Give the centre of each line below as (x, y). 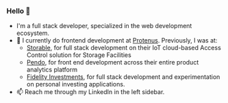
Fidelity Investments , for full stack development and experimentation (123, 77)
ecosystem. (33, 33)
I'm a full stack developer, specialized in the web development (104, 26)
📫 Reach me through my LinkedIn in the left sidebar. (90, 92)
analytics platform (52, 70)
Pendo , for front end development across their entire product (113, 62)
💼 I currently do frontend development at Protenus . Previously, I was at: (117, 41)
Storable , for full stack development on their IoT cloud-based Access (124, 48)
